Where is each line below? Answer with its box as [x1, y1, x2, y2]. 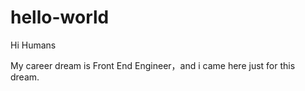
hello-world [10, 6, 110, 29]
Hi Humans [10, 39, 57, 51]
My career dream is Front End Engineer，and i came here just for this [10, 59, 296, 71]
